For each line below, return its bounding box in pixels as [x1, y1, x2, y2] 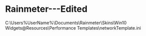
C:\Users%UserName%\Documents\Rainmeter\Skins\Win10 [5, 20, 127, 26]
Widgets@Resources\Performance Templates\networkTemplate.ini [5, 25, 142, 31]
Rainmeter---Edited [5, 3, 88, 15]
